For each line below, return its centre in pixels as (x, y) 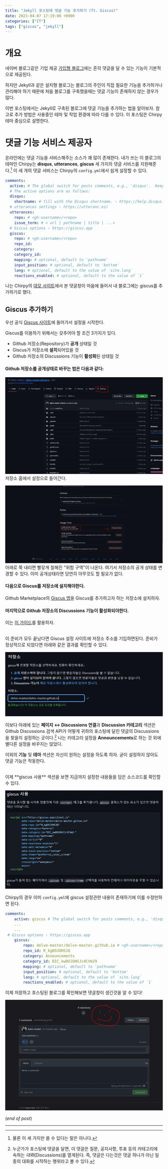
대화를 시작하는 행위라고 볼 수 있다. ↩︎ (58, 1161)
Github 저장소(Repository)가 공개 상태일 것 (55, 344)
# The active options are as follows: (50, 191)
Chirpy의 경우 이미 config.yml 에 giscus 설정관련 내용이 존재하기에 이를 (75, 898)
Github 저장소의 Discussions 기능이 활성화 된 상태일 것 (65, 356)
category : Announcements (49, 956)
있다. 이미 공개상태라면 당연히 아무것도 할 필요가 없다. (72, 573)
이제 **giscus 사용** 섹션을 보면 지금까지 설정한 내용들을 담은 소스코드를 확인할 (83, 777)
